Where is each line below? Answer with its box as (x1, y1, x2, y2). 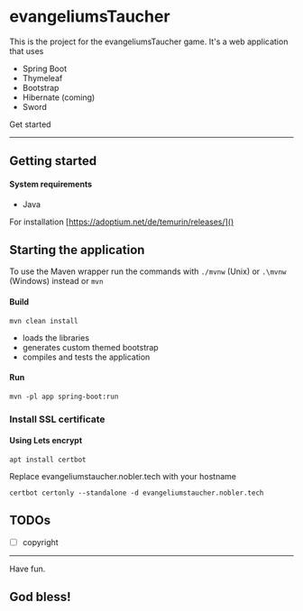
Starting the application (9, 242, 145, 258)
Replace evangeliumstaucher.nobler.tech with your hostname (9, 470, 237, 481)
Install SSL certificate (9, 413, 106, 425)
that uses (9, 45, 44, 56)
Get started (9, 119, 51, 130)
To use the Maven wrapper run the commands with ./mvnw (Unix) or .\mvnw (9, 266, 287, 277)
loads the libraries (22, 332, 90, 343)
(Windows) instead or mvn (9, 276, 104, 287)
